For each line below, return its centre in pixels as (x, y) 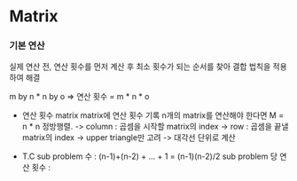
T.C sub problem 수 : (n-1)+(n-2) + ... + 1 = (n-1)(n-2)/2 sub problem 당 (149, 156)
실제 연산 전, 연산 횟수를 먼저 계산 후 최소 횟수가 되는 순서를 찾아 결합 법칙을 (140, 67)
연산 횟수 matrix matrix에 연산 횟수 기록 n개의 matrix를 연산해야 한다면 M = (153, 115)
